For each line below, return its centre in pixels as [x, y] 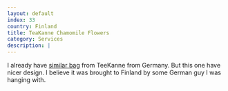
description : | [29, 45]
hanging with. [27, 80]
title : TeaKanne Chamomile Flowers [58, 33]
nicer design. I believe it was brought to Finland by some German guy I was [114, 72]
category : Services [35, 39]
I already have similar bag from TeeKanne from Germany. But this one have [114, 65]
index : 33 [21, 20]
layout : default [30, 13]
